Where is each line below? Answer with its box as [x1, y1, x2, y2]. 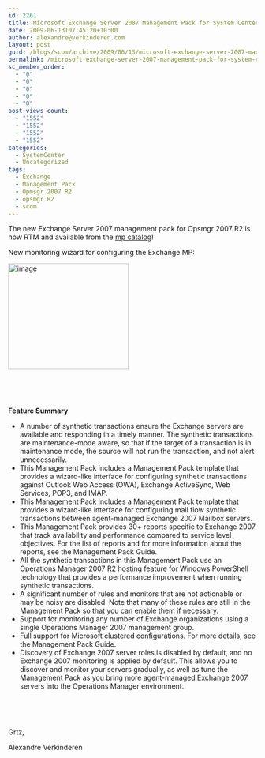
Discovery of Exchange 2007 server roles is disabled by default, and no [19, 648, 252, 658]
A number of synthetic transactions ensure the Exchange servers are [19, 422, 244, 431]
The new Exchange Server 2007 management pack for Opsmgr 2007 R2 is [8, 224, 251, 234]
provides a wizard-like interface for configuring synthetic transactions [19, 471, 247, 482]
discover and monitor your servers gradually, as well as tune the [19, 665, 229, 674]
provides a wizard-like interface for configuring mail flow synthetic [19, 505, 237, 515]
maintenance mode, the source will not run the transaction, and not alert [19, 447, 255, 456]
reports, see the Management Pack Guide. [19, 547, 158, 557]
